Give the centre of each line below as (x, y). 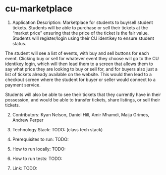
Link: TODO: (25, 168)
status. (19, 43)
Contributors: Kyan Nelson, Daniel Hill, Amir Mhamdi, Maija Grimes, (81, 114)
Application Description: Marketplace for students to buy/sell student (83, 22)
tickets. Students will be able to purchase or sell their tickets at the (80, 27)
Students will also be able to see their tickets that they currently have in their (83, 94)
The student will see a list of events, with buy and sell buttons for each (77, 53)
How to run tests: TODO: (37, 158)
